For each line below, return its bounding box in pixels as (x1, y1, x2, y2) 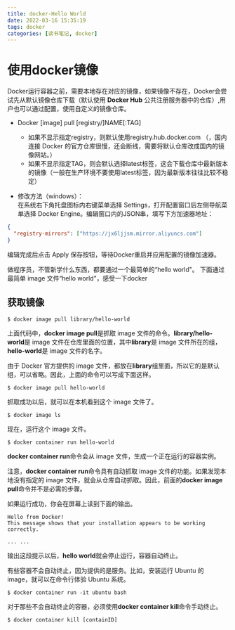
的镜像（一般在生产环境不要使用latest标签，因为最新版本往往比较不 (27, 168, 222, 176)
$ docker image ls (7, 411, 61, 418)
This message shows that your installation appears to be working (7, 520, 206, 527)
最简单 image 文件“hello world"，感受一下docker (7, 274, 148, 282)
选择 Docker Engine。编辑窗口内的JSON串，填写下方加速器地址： (23, 210, 214, 218)
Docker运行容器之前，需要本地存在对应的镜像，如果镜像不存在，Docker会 (7, 87, 221, 96)
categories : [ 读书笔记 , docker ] (7, 30, 98, 37)
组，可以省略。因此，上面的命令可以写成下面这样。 (7, 370, 155, 378)
